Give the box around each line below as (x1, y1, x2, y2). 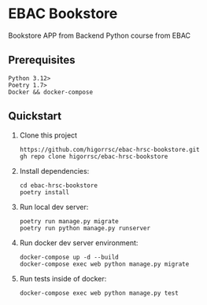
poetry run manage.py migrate (19, 217, 120, 225)
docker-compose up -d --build (19, 253, 120, 261)
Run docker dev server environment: (19, 237, 139, 248)
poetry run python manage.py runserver (19, 224, 151, 232)
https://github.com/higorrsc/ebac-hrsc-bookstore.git (19, 145, 200, 153)
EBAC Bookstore (8, 5, 118, 23)
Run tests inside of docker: (19, 274, 107, 283)
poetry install (19, 188, 70, 197)
